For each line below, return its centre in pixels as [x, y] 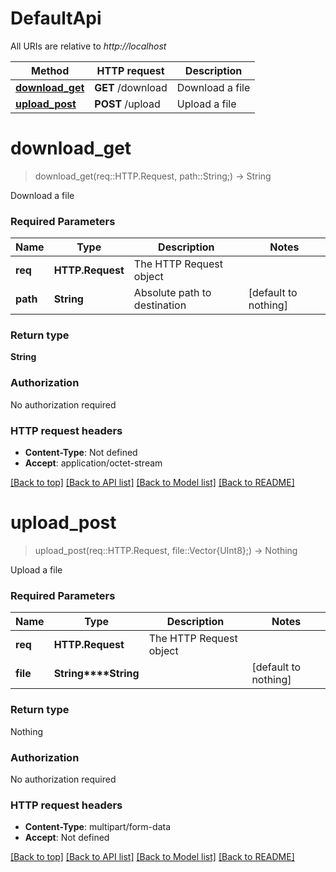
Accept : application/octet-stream [93, 463]
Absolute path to [172, 293]
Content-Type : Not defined [81, 453]
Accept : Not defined [67, 838]
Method [50, 70]
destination [160, 305]
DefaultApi [56, 18]
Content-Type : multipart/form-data [98, 827]
